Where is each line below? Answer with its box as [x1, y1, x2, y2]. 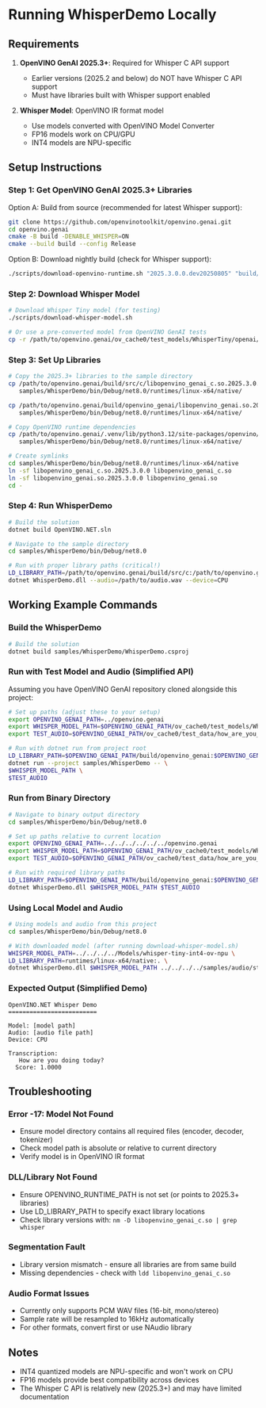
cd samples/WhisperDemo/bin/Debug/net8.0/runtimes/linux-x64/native [8, 460, 239, 468]
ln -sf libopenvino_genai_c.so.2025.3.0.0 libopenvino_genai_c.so [8, 466, 232, 475]
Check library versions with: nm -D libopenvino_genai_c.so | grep [19, 1215, 237, 1224]
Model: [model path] [8, 1021, 77, 1030]
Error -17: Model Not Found [8, 1108, 114, 1119]
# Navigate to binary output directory [8, 810, 140, 818]
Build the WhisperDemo [8, 622, 102, 633]
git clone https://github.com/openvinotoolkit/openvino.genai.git [8, 218, 232, 226]
